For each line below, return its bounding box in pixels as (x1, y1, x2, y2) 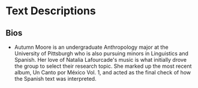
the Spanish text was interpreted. (14, 76, 97, 82)
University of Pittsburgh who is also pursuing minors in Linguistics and (14, 50, 188, 57)
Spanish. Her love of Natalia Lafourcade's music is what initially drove (14, 56, 187, 63)
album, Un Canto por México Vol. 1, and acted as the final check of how (14, 69, 191, 76)
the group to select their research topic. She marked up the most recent (14, 62, 192, 70)
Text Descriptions (5, 4, 97, 18)
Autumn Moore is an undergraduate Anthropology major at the (14, 43, 169, 51)
